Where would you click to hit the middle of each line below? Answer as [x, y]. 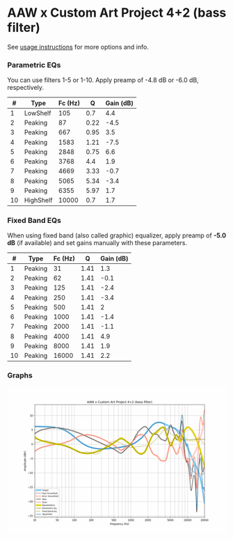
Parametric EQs [34, 65]
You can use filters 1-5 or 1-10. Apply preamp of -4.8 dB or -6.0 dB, [103, 80]
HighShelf [38, 201]
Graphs [20, 375]
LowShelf [38, 113]
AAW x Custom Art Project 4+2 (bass [117, 13]
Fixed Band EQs [34, 220]
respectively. [25, 88]
